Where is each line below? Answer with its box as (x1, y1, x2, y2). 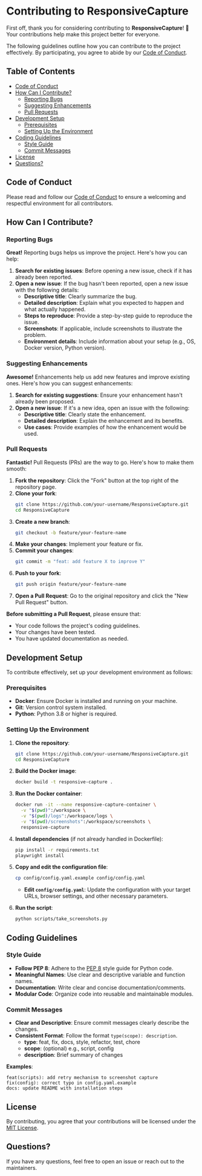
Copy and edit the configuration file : (15, 863, 108, 871)
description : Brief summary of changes (24, 1051, 123, 1059)
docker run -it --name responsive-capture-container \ (15, 802, 157, 808)
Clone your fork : (15, 489, 57, 497)
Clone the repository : (15, 739, 70, 746)
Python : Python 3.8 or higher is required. (15, 710, 118, 717)
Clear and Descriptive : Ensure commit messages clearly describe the (15, 1019, 189, 1027)
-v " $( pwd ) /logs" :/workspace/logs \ (21, 813, 113, 819)
